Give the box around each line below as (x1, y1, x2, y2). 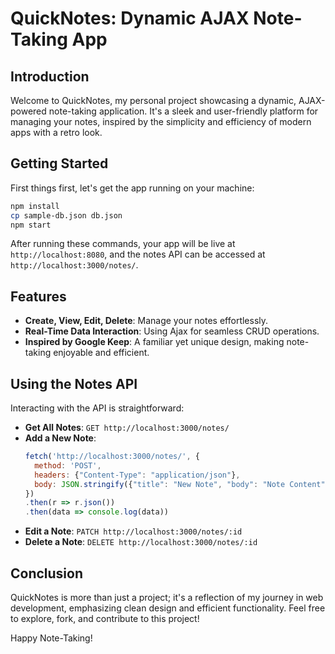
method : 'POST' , (34, 460, 102, 471)
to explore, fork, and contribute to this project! (10, 613, 200, 624)
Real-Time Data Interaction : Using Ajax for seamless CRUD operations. (24, 325, 320, 337)
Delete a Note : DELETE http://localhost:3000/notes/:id (24, 536, 258, 548)
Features (10, 288, 67, 305)
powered (10, 105, 47, 117)
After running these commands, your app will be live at (10, 238, 236, 250)
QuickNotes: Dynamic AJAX (10, 7, 250, 30)
